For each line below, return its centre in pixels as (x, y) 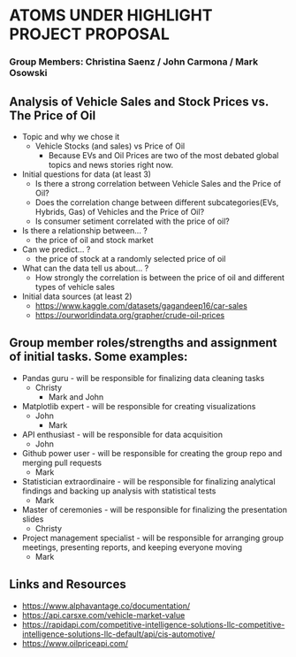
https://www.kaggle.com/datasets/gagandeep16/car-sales (141, 305)
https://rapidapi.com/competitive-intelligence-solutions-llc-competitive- (153, 624)
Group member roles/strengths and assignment (143, 343)
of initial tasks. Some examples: (99, 357)
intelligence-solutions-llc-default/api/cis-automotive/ (118, 634)
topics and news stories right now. (111, 164)
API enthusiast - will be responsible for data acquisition (122, 434)
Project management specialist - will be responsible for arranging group (153, 538)
